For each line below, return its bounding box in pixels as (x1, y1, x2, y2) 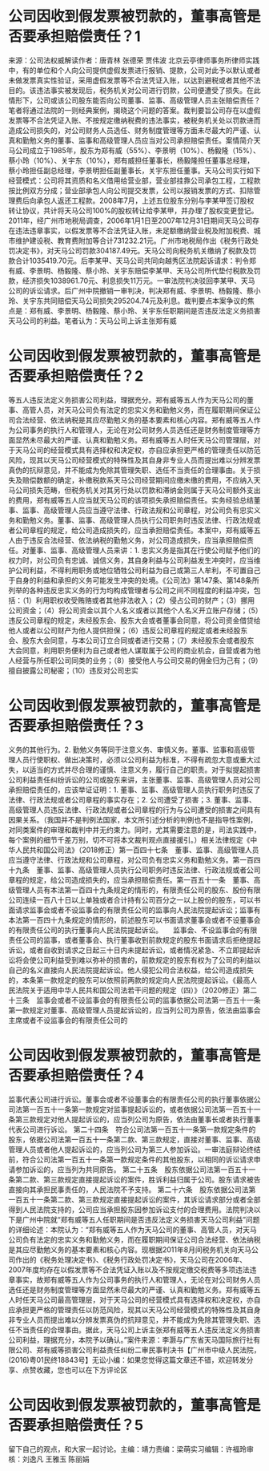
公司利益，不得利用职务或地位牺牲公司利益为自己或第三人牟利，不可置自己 (14, 565, 261, 575)
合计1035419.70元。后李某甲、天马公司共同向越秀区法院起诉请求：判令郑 (14, 256, 256, 265)
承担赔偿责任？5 (36, 1416, 144, 1434)
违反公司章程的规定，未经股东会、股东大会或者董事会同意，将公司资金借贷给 (8, 615, 261, 625)
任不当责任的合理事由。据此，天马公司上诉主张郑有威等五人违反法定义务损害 (8, 1324, 261, 1335)
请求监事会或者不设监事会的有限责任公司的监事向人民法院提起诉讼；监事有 (14, 905, 261, 915)
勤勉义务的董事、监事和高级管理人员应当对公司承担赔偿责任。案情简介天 (22, 135, 261, 145)
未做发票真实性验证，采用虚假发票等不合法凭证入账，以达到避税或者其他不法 (8, 75, 261, 85)
